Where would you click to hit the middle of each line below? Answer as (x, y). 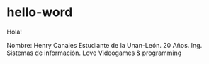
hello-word (40, 12)
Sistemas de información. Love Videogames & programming (94, 53)
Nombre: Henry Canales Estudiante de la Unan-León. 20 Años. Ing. (104, 45)
